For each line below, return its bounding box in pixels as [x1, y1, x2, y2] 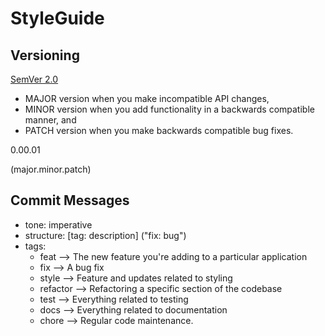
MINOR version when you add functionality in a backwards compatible [24, 103, 315, 115]
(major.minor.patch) [10, 163, 92, 175]
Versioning [10, 47, 80, 64]
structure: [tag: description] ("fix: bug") [24, 229, 187, 241]
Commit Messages [10, 192, 130, 209]
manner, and [24, 114, 77, 126]
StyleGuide [10, 7, 105, 30]
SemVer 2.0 [10, 73, 59, 85]
